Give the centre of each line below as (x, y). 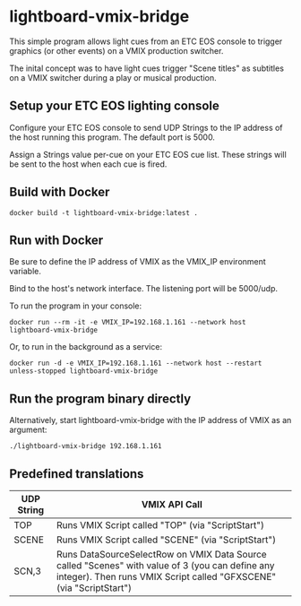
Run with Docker (56, 240)
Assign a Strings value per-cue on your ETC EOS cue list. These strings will (148, 154)
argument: (28, 430)
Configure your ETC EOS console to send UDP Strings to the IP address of (146, 127)
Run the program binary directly (100, 398)
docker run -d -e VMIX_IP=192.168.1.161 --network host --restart (136, 364)
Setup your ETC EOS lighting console (114, 106)
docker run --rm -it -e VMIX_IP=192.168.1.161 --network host (128, 323)
